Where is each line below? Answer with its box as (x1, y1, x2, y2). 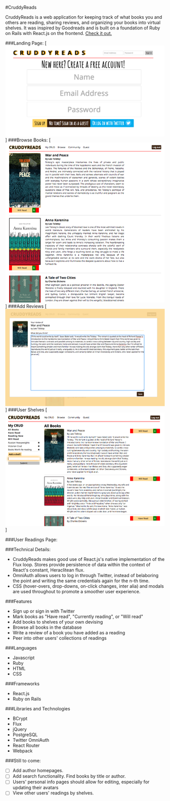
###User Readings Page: (5, 537, 58, 543)
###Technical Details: (5, 547, 51, 553)
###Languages (5, 645, 37, 651)
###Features (5, 598, 32, 604)
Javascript (12, 655, 35, 661)
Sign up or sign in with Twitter (12, 608, 75, 615)
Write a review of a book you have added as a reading (12, 630, 125, 636)
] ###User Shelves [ (5, 407, 47, 413)
